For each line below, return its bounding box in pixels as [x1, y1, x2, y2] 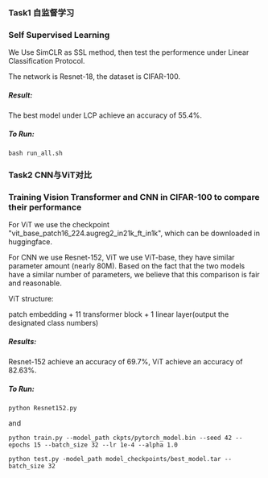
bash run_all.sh [8, 149, 63, 158]
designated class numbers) [8, 318, 99, 328]
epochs [8, 441, 31, 449]
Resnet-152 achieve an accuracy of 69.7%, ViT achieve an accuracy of [8, 357, 243, 367]
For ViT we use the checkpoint [8, 220, 110, 230]
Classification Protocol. [8, 56, 85, 66]
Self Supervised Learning [8, 29, 110, 40]
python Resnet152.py [8, 405, 78, 413]
